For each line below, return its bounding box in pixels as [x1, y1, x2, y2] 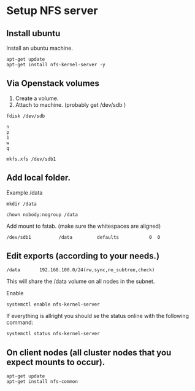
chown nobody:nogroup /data [6, 211, 78, 218]
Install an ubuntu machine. [6, 44, 74, 52]
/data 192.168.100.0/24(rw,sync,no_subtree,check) [6, 267, 155, 273]
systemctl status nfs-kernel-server [6, 331, 100, 337]
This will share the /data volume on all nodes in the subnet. [6, 277, 155, 285]
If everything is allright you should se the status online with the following [6, 312, 189, 320]
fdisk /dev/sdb [6, 113, 45, 119]
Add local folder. [6, 172, 71, 183]
